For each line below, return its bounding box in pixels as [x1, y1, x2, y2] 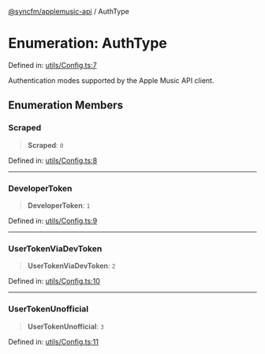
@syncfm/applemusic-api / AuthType [8, 7, 130, 16]
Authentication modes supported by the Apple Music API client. [8, 75, 215, 85]
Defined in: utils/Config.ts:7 [8, 60, 97, 70]
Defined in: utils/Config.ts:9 [8, 216, 98, 225]
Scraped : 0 [27, 140, 64, 149]
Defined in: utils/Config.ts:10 [8, 277, 100, 286]
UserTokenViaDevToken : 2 [27, 261, 116, 271]
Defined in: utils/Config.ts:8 [8, 156, 98, 165]
